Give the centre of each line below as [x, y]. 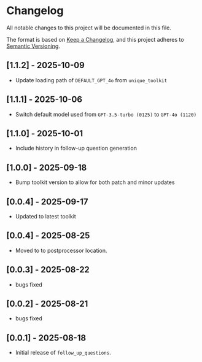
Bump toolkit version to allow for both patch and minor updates [95, 182]
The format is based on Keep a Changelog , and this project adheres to [95, 39]
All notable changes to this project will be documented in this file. [89, 28]
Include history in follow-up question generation [76, 148]
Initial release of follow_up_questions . [63, 353]
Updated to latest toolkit [46, 216]
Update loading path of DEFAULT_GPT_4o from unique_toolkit [91, 80]
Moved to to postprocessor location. [61, 250]
